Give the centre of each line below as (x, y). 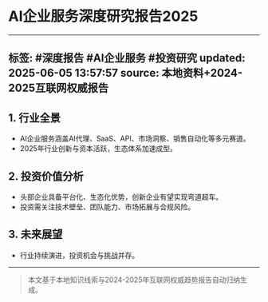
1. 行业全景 (35, 118)
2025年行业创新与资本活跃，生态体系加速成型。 (99, 149)
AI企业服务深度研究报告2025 (103, 16)
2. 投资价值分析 (46, 176)
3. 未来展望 (35, 234)
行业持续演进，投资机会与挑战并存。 (79, 255)
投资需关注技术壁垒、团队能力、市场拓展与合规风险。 (107, 207)
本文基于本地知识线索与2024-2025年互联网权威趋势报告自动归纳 (134, 280)
